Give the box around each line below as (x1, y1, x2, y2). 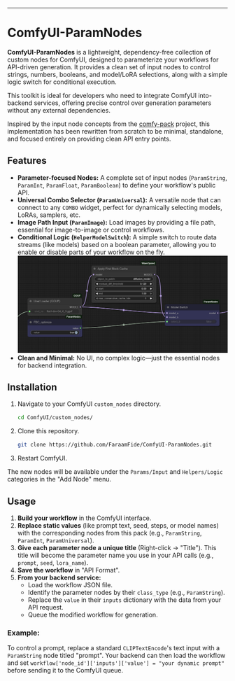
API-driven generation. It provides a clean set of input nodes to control (7, 62, 211, 71)
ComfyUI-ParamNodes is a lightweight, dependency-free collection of (7, 48, 211, 56)
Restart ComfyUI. (17, 454, 68, 463)
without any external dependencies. (7, 106, 111, 114)
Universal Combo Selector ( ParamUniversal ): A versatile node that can (17, 195, 222, 204)
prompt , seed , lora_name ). (17, 558, 89, 567)
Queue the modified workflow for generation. (27, 610, 159, 619)
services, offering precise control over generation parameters (34, 99, 212, 107)
